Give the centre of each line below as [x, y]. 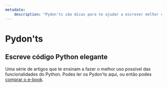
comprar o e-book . [24, 79]
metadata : [15, 10]
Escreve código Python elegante [56, 57]
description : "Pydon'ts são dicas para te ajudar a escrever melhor [86, 14]
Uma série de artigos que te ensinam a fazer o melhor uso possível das [78, 69]
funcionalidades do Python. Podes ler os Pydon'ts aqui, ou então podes [78, 74]
